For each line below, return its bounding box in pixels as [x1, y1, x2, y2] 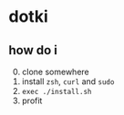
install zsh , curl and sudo [21, 76, 115, 87]
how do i [8, 43, 58, 58]
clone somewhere [21, 66, 90, 77]
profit [21, 95, 43, 106]
